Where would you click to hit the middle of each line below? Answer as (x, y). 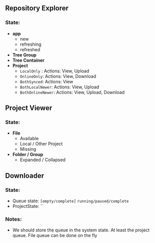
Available (29, 139)
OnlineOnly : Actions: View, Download (58, 76)
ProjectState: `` (28, 206)
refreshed (30, 49)
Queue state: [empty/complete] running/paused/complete (70, 201)
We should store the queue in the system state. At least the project (81, 230)
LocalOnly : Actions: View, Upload (54, 71)
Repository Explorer (37, 8)
